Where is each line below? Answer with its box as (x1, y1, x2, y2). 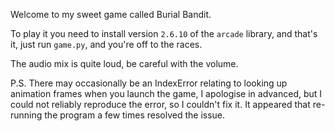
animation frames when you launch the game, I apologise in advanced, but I (10, 88, 323, 99)
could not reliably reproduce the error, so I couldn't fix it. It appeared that (10, 99, 311, 110)
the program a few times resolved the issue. (44, 109, 226, 121)
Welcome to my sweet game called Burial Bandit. (10, 9, 212, 20)
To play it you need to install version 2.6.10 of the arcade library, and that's (10, 28, 318, 39)
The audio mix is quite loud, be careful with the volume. (10, 58, 239, 69)
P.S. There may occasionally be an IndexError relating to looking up (10, 77, 288, 89)
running (10, 109, 43, 121)
